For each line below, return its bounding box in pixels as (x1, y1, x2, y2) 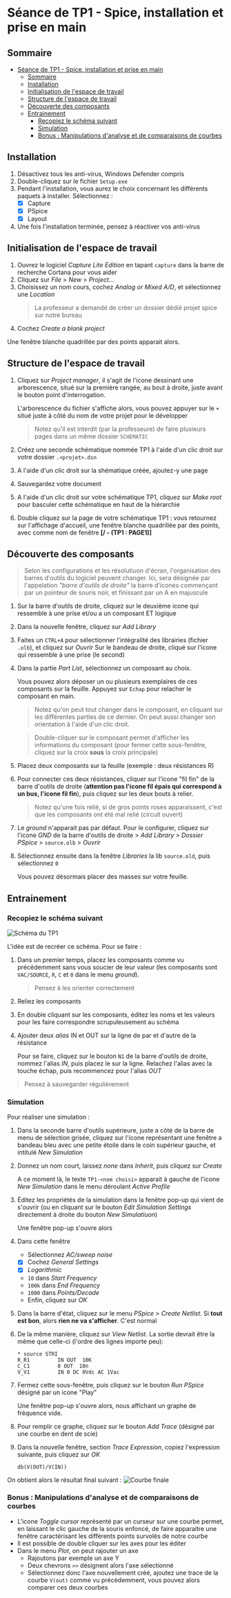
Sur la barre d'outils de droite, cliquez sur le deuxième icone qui (17, 602, 199, 610)
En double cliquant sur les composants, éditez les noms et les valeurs (17, 1010, 215, 1019)
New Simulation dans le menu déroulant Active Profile (17, 1182, 170, 1191)
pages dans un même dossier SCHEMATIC (34, 432, 148, 440)
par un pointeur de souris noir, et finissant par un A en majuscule (23, 588, 208, 597)
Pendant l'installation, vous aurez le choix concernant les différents (17, 184, 208, 193)
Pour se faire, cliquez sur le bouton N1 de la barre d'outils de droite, (17, 1052, 208, 1061)
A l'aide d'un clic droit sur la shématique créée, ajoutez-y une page (17, 466, 208, 474)
